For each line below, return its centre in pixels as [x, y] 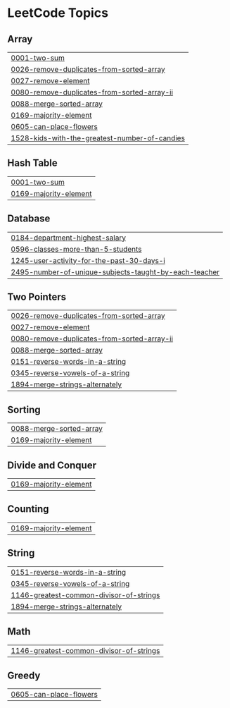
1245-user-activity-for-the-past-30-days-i [88, 260]
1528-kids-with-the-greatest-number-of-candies [98, 138]
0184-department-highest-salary [69, 238]
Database [29, 219]
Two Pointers [37, 297]
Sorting [24, 409]
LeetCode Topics [58, 13]
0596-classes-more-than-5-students [76, 249]
